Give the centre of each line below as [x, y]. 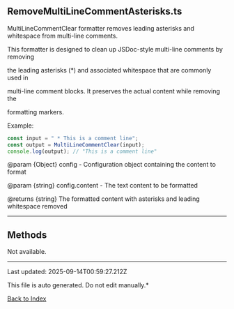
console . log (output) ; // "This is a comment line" [82, 151]
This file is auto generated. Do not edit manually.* [78, 285]
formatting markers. [36, 112]
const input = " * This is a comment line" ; [73, 138]
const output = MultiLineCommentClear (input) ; [76, 145]
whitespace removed [37, 206]
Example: [21, 126]
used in [18, 77]
